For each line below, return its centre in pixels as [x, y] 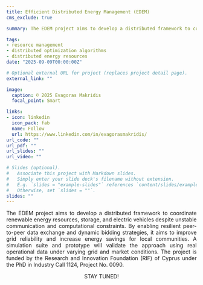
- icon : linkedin [28, 118]
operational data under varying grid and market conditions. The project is [101, 252]
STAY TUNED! [101, 277]
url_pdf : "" [21, 146]
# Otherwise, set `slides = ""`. [51, 190]
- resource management [35, 45]
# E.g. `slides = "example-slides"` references [70, 185]
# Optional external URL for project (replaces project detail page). [97, 73]
